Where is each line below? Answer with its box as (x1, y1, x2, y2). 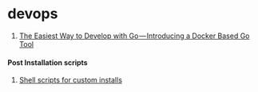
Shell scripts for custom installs (18, 75, 123, 85)
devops (7, 5, 58, 23)
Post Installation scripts (7, 57, 89, 67)
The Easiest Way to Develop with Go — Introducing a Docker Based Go (18, 31, 250, 40)
